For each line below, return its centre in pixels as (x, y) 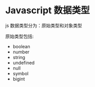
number (21, 52)
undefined (24, 63)
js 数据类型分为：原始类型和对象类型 (44, 25)
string (19, 57)
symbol (21, 73)
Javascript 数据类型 (47, 10)
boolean (21, 46)
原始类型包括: (20, 36)
